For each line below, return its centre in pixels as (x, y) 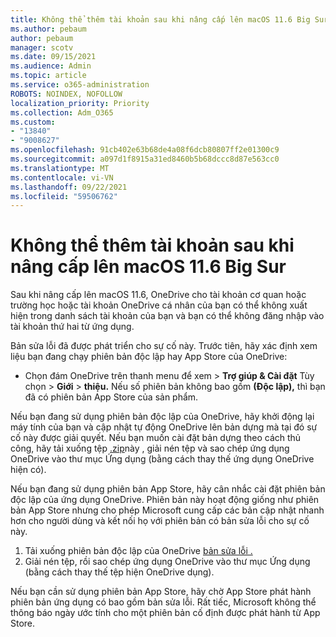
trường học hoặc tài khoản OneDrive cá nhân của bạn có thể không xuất (159, 305)
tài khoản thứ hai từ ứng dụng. (72, 327)
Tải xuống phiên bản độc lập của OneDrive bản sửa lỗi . (138, 551)
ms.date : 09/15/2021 (53, 57)
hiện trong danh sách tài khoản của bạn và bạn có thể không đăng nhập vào (167, 316)
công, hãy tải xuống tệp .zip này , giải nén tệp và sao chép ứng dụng (150, 448)
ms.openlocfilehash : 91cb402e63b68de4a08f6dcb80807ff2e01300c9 (145, 150)
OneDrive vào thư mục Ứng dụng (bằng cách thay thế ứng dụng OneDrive (162, 459)
